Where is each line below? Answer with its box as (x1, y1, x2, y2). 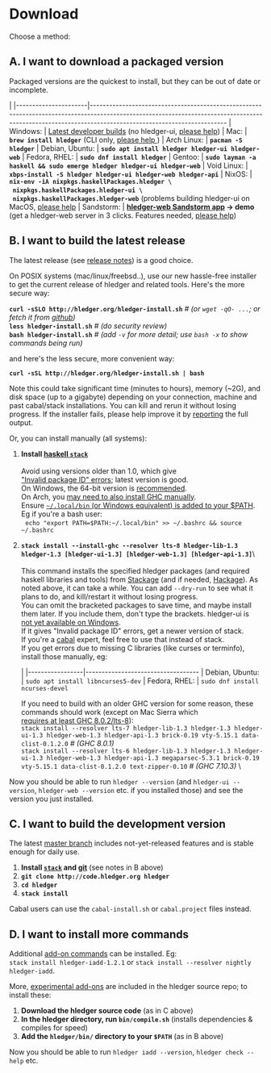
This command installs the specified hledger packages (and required (20, 566, 250, 575)
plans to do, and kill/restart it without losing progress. (20, 591, 198, 601)
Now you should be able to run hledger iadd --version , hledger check (9, 1047, 244, 1057)
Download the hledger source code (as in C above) (20, 1006, 194, 1016)
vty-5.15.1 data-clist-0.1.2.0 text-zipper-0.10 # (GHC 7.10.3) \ (20, 761, 241, 770)
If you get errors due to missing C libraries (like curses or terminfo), (20, 643, 245, 653)
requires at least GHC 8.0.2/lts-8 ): (20, 716, 134, 725)
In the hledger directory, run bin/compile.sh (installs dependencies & (20, 1014, 253, 1025)
